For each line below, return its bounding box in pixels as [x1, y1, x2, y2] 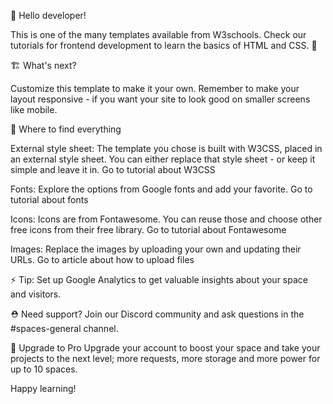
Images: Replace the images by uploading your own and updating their [10, 243, 302, 255]
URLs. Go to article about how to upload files [10, 254, 195, 265]
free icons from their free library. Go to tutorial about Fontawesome [10, 224, 287, 235]
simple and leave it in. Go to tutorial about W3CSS [10, 164, 216, 175]
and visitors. [10, 288, 62, 300]
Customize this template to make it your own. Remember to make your [10, 83, 300, 94]
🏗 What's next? [10, 60, 77, 71]
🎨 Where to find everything [10, 123, 122, 135]
